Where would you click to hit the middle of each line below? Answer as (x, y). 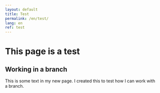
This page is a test (42, 52)
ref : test (15, 28)
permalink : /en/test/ (27, 18)
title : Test (17, 14)
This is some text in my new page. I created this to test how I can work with (80, 81)
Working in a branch (36, 69)
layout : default (21, 9)
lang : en (14, 23)
